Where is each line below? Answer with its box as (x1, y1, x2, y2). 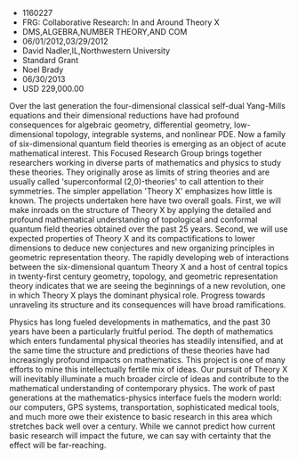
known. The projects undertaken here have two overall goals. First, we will (9, 195, 282, 206)
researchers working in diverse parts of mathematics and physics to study (9, 158, 282, 168)
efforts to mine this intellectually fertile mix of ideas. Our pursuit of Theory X (9, 365, 288, 374)
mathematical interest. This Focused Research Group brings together (9, 148, 262, 159)
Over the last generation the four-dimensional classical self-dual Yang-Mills (9, 101, 286, 111)
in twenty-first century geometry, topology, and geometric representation (9, 271, 278, 282)
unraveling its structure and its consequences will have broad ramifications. (9, 299, 286, 310)
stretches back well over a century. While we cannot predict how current (9, 421, 276, 431)
